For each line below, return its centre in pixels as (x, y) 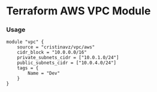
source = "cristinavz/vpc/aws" (56, 47)
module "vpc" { (25, 42)
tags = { (28, 68)
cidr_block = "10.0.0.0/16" (52, 53)
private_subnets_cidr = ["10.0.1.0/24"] (68, 58)
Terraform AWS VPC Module (78, 11)
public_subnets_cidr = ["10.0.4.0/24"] (67, 63)
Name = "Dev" (44, 73)
